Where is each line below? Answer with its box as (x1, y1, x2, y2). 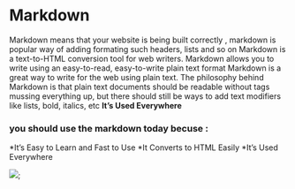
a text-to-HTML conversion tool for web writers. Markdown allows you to (9, 53, 275, 64)
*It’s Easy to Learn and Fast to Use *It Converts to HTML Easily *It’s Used (9, 142, 278, 153)
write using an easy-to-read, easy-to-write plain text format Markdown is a (9, 63, 282, 73)
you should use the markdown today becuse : (9, 122, 209, 134)
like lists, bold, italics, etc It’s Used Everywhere (9, 100, 183, 110)
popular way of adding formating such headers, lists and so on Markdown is (9, 43, 286, 54)
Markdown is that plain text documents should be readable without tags (9, 81, 270, 92)
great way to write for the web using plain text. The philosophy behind (9, 72, 264, 82)
